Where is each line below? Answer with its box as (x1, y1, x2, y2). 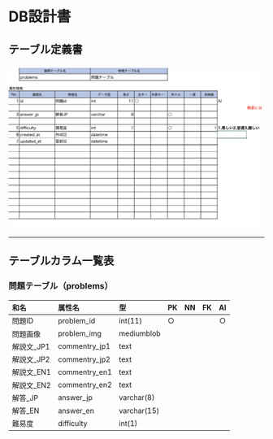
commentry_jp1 (58, 341, 111, 351)
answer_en (58, 406, 95, 415)
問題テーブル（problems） (8, 280, 114, 292)
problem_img (58, 328, 102, 338)
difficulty (58, 418, 88, 428)
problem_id (58, 315, 96, 325)
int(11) (119, 315, 142, 325)
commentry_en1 (58, 367, 112, 376)
